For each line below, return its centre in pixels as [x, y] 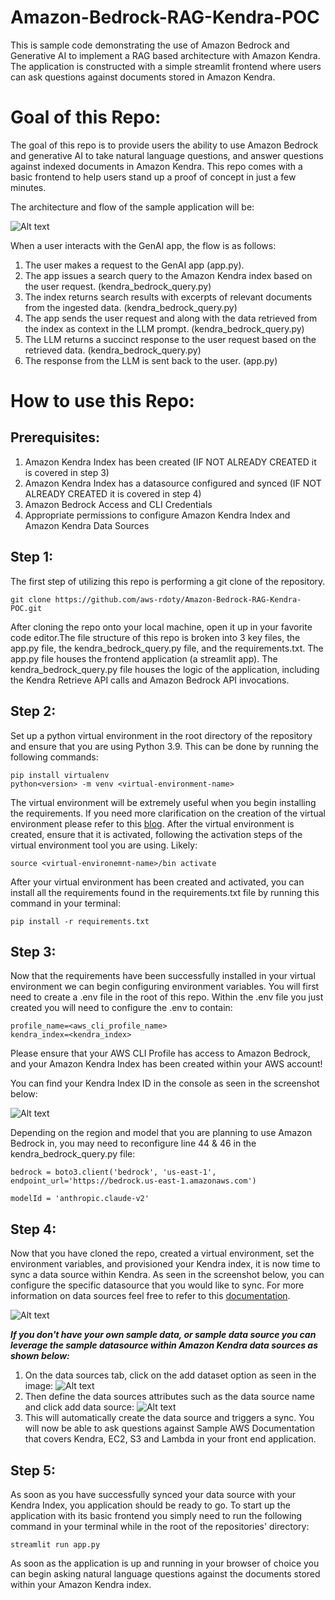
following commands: [54, 757]
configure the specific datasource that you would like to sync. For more [157, 1285]
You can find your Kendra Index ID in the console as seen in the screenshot [165, 1083]
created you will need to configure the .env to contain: [121, 1008]
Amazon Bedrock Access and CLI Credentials [118, 504]
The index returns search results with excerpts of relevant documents [168, 297]
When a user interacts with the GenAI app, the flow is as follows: [143, 245]
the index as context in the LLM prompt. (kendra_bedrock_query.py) [164, 328]
